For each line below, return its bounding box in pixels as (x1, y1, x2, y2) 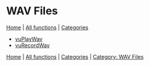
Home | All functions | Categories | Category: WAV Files (6, 53, 144, 60)
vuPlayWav (14, 35, 43, 42)
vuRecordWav (14, 42, 50, 49)
